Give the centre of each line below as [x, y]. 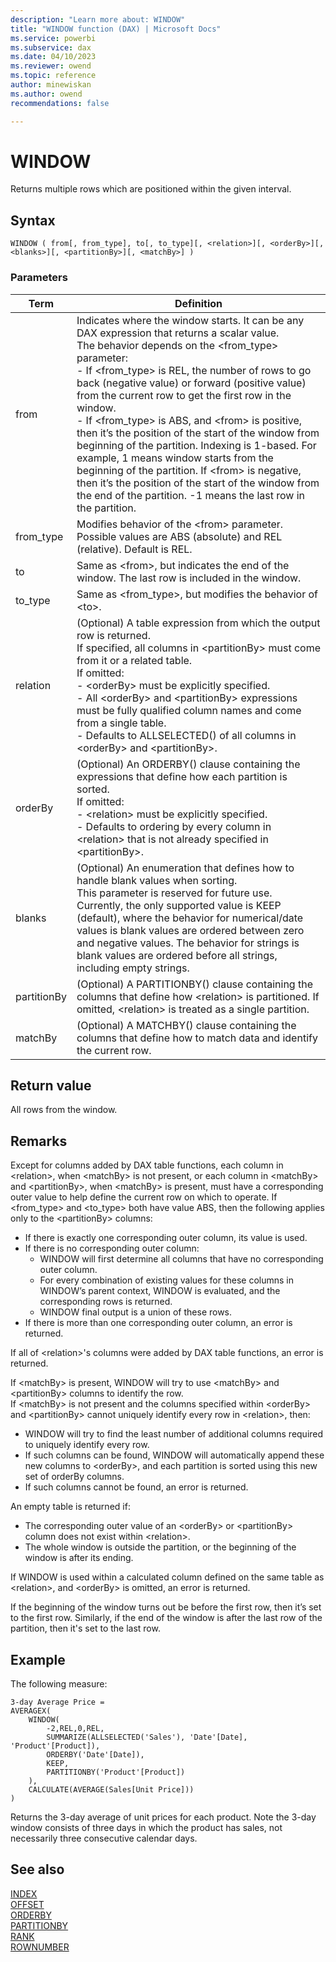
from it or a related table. [134, 660]
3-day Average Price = [57, 1702]
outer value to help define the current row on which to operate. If [144, 1197]
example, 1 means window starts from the [175, 458]
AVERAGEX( [31, 1711]
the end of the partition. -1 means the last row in [190, 495]
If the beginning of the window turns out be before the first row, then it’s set [166, 1607]
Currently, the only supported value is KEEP [179, 905]
